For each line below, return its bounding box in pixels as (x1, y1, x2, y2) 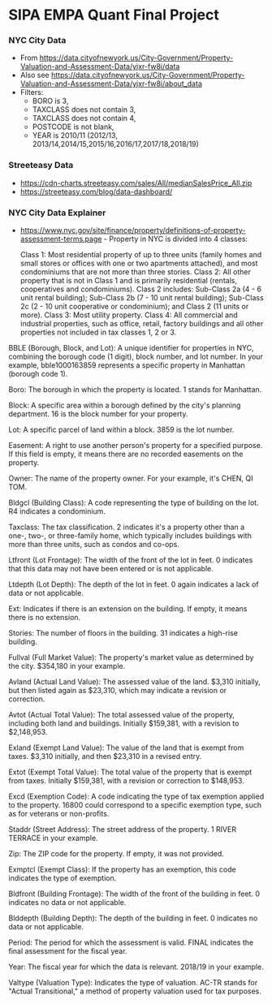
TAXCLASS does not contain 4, (32, 114, 136, 123)
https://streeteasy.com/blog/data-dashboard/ (19, 187, 173, 196)
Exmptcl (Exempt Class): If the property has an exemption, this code (8, 864, 237, 874)
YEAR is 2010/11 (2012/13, (32, 131, 118, 140)
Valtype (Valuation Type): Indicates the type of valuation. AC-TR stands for (8, 978, 258, 988)
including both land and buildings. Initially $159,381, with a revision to (8, 718, 240, 728)
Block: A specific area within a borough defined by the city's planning (8, 400, 241, 411)
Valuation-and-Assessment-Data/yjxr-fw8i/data (19, 62, 180, 71)
